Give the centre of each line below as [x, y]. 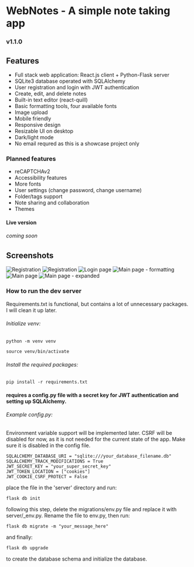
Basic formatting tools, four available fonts [66, 106]
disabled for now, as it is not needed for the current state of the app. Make [96, 439]
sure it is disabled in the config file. [48, 445]
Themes [25, 209]
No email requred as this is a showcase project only [77, 143]
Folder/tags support [38, 197]
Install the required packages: [42, 364]
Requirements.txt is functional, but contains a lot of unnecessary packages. [97, 304]
